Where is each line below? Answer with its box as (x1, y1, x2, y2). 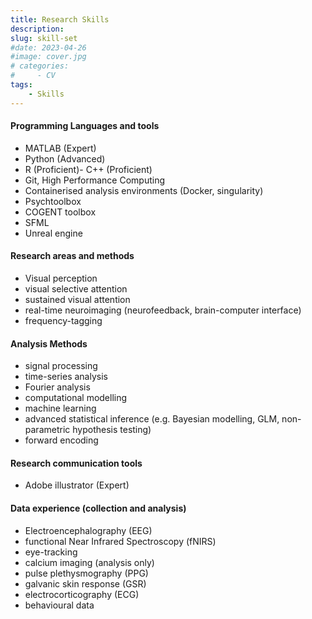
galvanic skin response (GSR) (24, 577, 147, 590)
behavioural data (24, 599, 95, 611)
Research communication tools (10, 457, 143, 469)
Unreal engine (24, 227, 83, 239)
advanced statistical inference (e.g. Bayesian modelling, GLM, (24, 413, 280, 425)
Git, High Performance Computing (24, 174, 166, 186)
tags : (10, 80, 33, 90)
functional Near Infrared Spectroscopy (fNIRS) (24, 535, 217, 547)
